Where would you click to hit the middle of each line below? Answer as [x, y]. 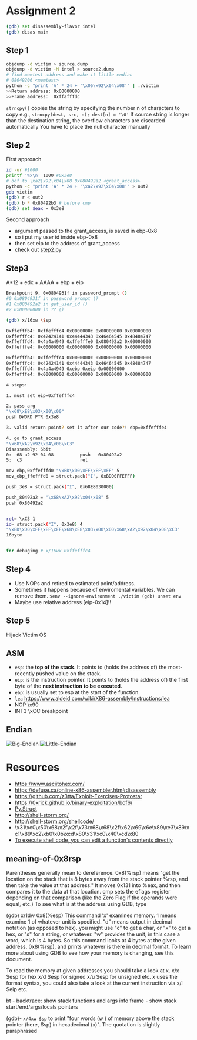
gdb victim [19, 192]
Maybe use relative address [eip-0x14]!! [63, 602]
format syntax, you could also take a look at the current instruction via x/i [95, 983]
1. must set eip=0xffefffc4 [41, 395]
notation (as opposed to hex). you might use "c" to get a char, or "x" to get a [98, 928]
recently [25, 674]
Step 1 [18, 50]
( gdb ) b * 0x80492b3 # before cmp [49, 203]
